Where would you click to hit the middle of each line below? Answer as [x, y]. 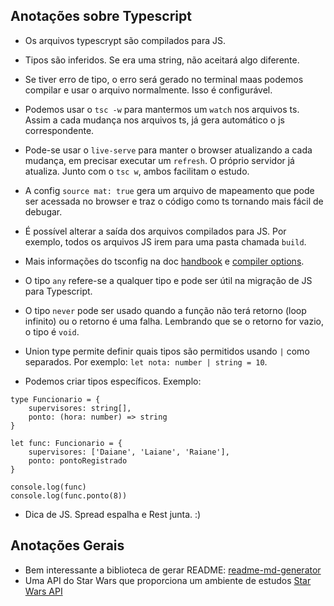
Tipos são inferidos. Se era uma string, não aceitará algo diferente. [162, 60]
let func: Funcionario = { [66, 443]
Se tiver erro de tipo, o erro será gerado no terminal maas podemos [164, 79]
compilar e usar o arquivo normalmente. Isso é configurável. [148, 90]
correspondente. [59, 130]
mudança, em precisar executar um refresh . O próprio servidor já [159, 160]
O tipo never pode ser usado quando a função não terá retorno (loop [165, 310]
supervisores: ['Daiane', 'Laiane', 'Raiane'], [129, 452]
